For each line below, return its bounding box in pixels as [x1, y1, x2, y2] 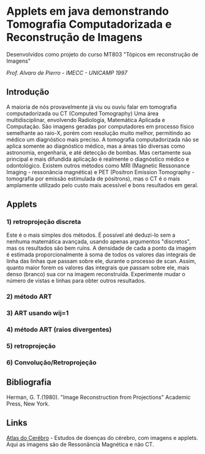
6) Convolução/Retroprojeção [6, 358, 97, 367]
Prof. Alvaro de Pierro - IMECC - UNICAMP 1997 [6, 69, 127, 76]
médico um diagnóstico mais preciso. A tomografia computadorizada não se [6, 136, 199, 143]
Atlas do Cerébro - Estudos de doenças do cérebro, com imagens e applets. [6, 434, 198, 441]
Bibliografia [6, 377, 52, 388]
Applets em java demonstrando [6, 4, 170, 18]
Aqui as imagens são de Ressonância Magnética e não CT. [6, 441, 154, 448]
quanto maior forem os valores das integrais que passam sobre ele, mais [6, 264, 190, 271]
